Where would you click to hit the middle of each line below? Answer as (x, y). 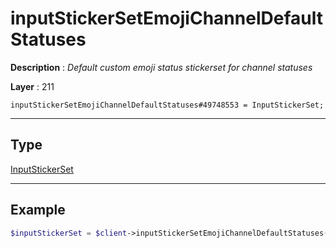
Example (38, 210)
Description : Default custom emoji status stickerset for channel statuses (161, 67)
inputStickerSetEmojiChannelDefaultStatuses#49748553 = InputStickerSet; (167, 105)
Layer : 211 (32, 86)
